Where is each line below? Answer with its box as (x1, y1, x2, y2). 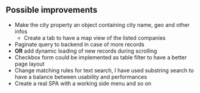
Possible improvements (6, 5, 98, 15)
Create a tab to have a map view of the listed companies (23, 34, 166, 42)
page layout (14, 60, 45, 67)
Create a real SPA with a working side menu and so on (14, 80, 152, 87)
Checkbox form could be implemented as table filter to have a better (14, 53, 187, 61)
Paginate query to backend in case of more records (14, 40, 145, 48)
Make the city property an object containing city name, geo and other (14, 21, 190, 28)
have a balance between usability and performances (14, 73, 147, 80)
